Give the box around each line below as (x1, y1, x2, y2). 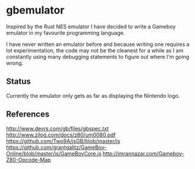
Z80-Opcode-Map (6, 156, 51, 163)
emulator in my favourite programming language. (6, 29, 125, 36)
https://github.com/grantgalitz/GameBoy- (6, 144, 107, 151)
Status (6, 77, 31, 87)
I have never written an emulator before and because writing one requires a (6, 41, 190, 48)
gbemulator (6, 4, 65, 17)
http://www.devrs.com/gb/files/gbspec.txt (6, 125, 109, 132)
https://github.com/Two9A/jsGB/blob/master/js (6, 137, 121, 144)
